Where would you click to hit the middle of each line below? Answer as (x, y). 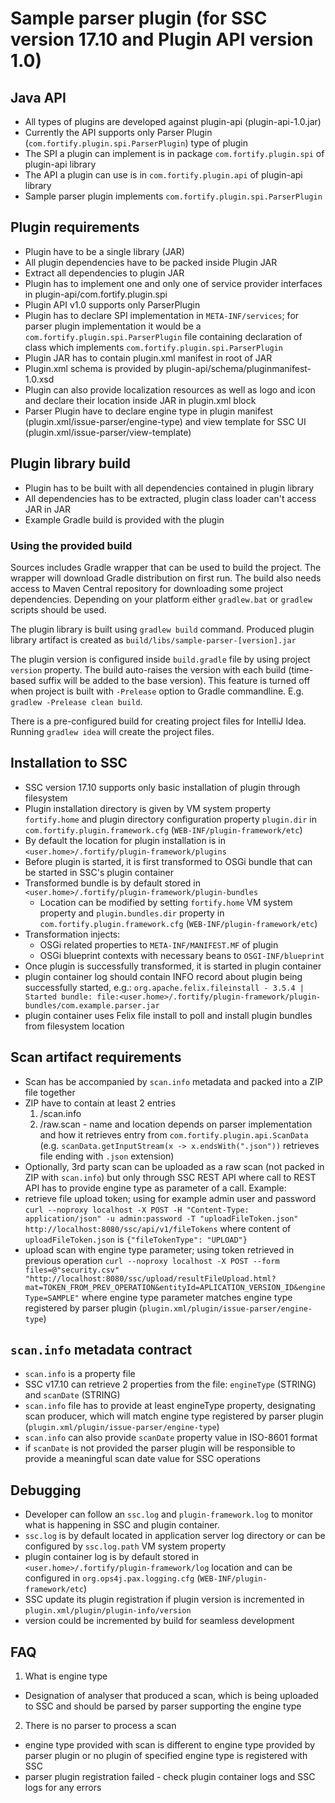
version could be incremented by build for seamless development (159, 1621)
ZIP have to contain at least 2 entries (100, 1103)
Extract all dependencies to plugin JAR (104, 273)
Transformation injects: (72, 934)
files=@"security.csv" (72, 1270)
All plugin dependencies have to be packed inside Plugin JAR (151, 262)
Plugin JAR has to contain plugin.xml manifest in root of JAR (148, 358)
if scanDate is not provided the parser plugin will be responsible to (160, 1448)
